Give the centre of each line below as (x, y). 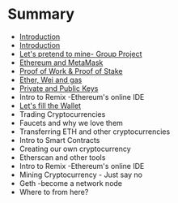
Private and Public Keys (59, 88)
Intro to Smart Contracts (59, 140)
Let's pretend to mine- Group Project (81, 54)
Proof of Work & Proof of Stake (71, 71)
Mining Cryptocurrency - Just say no (81, 175)
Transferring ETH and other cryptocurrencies (95, 132)
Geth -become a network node (71, 183)
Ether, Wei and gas (51, 80)
